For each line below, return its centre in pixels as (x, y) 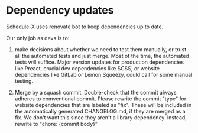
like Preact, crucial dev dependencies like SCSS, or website (87, 68)
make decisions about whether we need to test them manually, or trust (100, 49)
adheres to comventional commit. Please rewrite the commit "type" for (100, 99)
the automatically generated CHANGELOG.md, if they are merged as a (100, 111)
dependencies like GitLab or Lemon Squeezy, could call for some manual (103, 74)
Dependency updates (60, 10)
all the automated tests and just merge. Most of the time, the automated (102, 56)
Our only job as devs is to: (38, 38)
